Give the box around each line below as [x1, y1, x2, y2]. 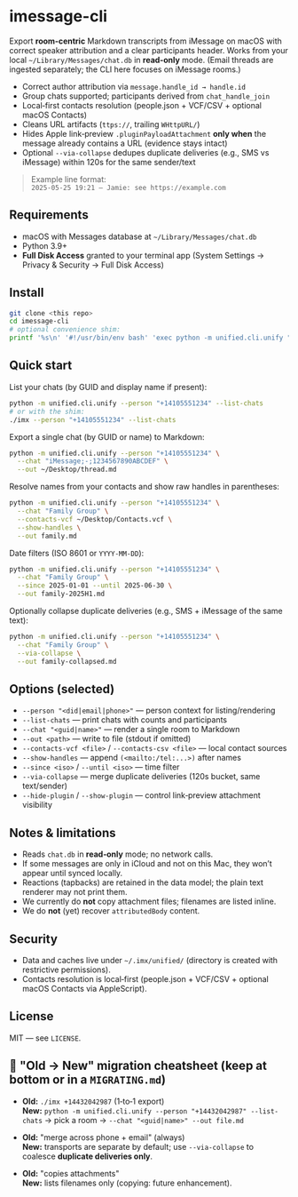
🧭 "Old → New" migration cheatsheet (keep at [9, 1058, 268, 1073]
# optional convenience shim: [9, 325, 122, 334]
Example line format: [30, 173, 106, 184]
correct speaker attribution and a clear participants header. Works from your [9, 44, 288, 55]
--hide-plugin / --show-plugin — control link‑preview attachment [21, 790, 262, 801]
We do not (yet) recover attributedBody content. [21, 906, 200, 916]
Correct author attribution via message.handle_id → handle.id [21, 81, 247, 92]
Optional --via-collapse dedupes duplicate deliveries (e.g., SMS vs [21, 147, 270, 157]
